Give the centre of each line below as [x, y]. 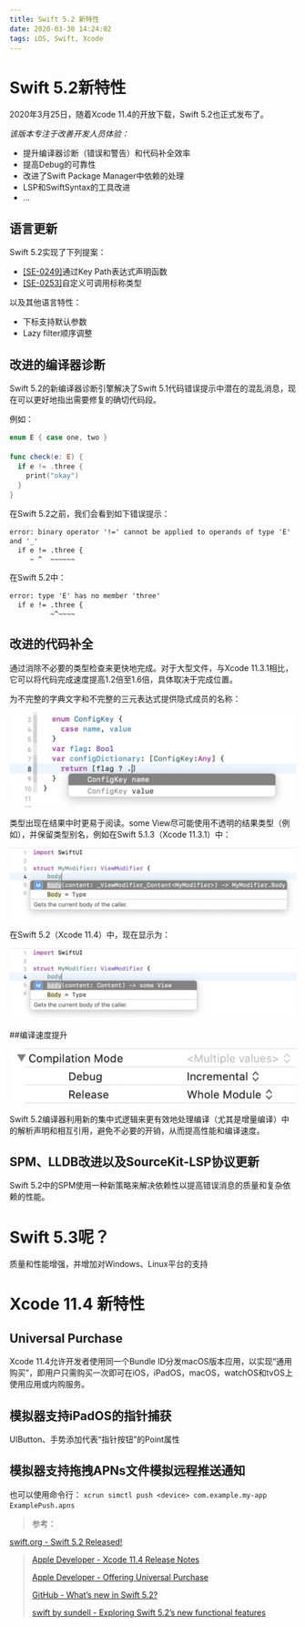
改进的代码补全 [51, 644]
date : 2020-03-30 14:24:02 [61, 29]
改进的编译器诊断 [57, 365]
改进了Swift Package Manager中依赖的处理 [103, 176]
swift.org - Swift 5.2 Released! [66, 1541]
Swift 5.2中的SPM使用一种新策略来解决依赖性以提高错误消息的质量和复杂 [147, 1186]
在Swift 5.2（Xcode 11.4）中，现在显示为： [90, 935]
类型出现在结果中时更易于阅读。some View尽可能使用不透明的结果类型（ [146, 823]
